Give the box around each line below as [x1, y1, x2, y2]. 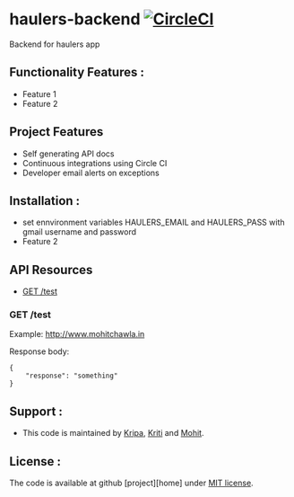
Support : [9, 404, 63, 419]
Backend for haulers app [9, 39, 100, 49]
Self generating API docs [22, 148, 115, 159]
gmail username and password [22, 226, 137, 237]
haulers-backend [9, 9, 141, 30]
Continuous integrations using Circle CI [22, 157, 168, 168]
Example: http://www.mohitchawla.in [9, 329, 145, 340]
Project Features [9, 124, 104, 139]
